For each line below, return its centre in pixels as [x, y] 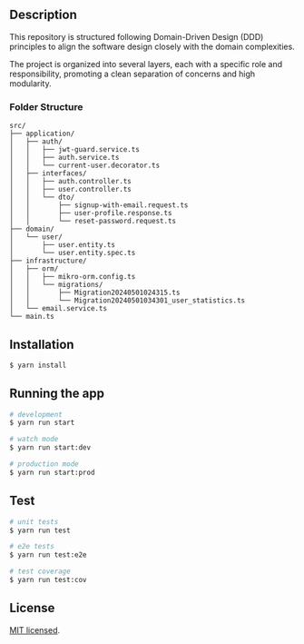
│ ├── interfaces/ [49, 173]
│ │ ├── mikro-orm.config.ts [73, 277]
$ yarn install [38, 365]
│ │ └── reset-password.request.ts [93, 222]
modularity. [30, 83]
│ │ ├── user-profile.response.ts [91, 213]
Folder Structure [46, 106]
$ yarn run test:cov [49, 580]
